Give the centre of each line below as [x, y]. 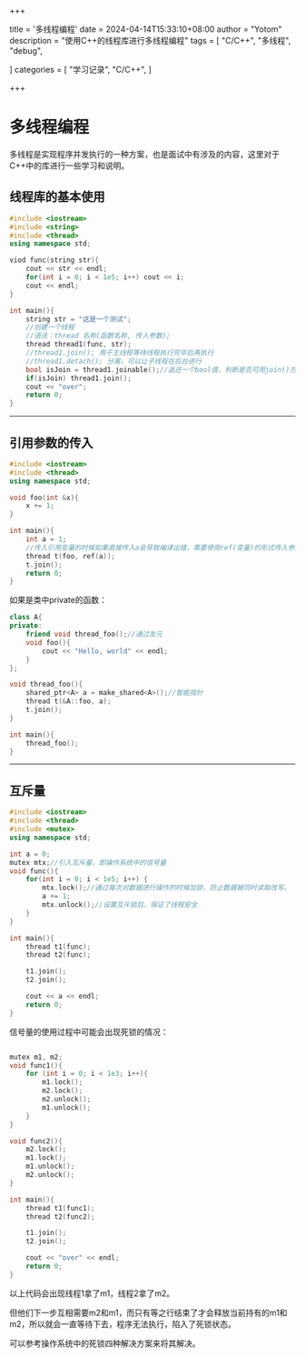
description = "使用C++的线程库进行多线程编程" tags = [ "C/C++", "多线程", [150, 40]
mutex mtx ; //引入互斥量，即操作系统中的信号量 [88, 862]
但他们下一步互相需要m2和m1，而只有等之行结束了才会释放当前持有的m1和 [148, 1312]
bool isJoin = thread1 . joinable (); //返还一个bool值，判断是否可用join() [158, 369]
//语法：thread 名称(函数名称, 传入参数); [98, 336]
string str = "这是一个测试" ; [79, 319]
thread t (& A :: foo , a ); [69, 701]
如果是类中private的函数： [58, 600]
